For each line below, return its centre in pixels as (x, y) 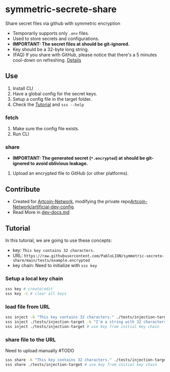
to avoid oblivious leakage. (59, 164)
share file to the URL (31, 340)
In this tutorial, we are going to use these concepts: (59, 240)
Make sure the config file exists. (46, 129)
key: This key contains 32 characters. (54, 250)
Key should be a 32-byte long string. (51, 49)
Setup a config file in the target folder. (52, 99)
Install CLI (23, 88)
